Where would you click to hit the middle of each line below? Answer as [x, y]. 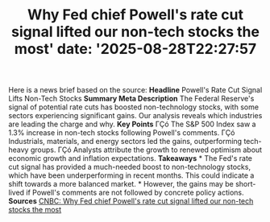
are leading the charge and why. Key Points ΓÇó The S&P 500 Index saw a [132, 124]
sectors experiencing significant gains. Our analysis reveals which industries [135, 116]
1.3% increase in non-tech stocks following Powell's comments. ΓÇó [122, 133]
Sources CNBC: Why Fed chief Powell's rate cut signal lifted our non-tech [131, 201]
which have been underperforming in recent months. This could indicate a [131, 175]
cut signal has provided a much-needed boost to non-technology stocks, [130, 167]
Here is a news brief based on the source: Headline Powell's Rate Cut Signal [135, 90]
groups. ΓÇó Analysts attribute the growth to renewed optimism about [146, 150]
